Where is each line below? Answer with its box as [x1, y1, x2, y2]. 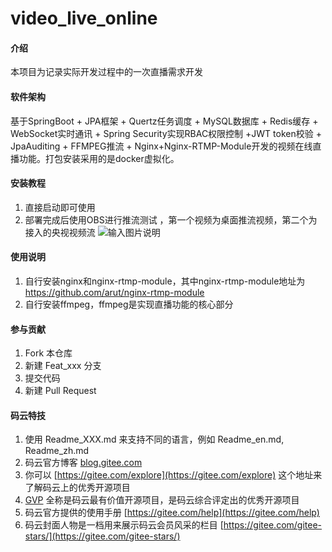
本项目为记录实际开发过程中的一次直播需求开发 [10, 66, 203, 78]
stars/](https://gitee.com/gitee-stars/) [24, 530, 181, 542]
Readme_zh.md [24, 445, 90, 457]
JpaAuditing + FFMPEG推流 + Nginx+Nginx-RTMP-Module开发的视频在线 [10, 140, 313, 152]
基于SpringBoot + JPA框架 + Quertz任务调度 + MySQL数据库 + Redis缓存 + [10, 115, 319, 127]
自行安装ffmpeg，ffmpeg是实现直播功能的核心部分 [24, 298, 234, 310]
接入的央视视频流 [24, 226, 96, 238]
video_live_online [10, 7, 158, 30]
